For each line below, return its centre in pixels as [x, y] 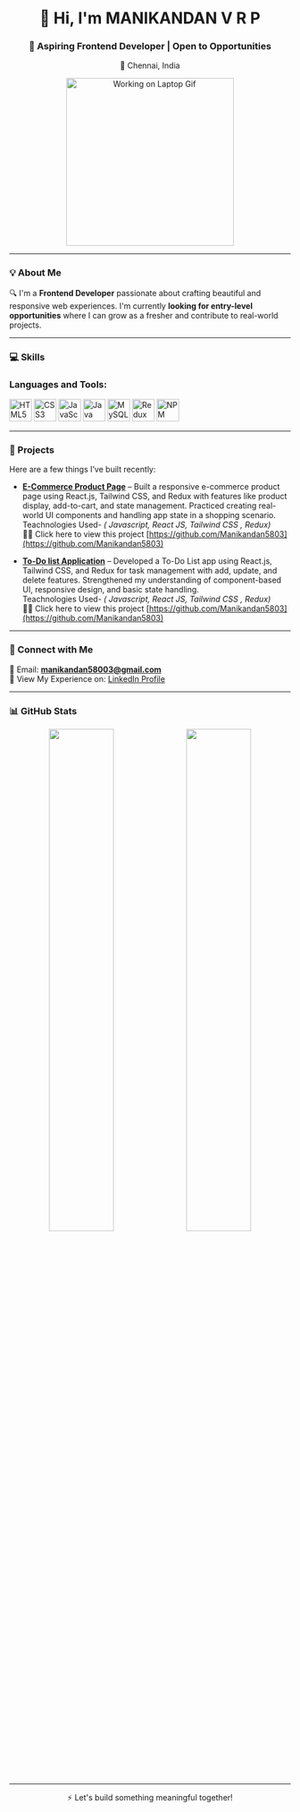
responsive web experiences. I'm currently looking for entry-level [131, 306]
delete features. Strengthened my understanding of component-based [152, 580]
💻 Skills [27, 357]
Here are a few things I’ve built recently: [83, 470]
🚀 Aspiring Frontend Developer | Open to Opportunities [150, 47]
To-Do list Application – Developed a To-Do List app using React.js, [147, 561]
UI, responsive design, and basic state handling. [110, 590]
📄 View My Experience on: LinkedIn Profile [87, 678]
